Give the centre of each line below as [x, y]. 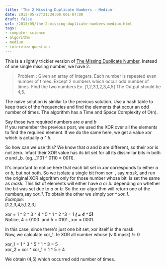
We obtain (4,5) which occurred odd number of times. [60, 259]
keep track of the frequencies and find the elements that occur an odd [77, 107]
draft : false [19, 19]
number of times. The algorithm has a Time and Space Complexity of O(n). [82, 112]
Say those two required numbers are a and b [51, 122]
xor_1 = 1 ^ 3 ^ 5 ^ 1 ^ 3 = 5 [32, 244]
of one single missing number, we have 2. [48, 66]
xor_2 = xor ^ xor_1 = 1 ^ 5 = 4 [35, 249]
